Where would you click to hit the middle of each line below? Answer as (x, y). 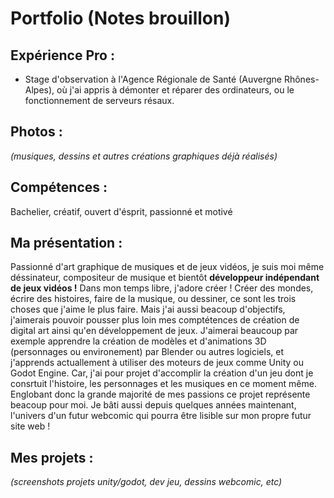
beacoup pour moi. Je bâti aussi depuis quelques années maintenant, (153, 405)
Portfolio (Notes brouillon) (121, 18)
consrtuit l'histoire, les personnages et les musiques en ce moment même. (163, 384)
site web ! (30, 426)
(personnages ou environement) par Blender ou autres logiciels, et (147, 352)
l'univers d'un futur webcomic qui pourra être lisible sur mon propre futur (161, 416)
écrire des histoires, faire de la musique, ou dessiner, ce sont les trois (153, 299)
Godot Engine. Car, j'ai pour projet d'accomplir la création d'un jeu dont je (162, 373)
